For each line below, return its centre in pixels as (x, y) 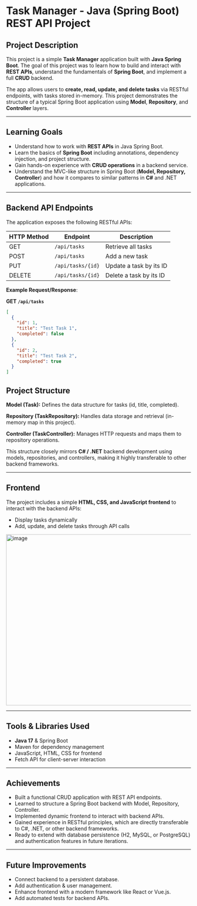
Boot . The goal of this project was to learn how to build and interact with (94, 65)
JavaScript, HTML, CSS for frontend (58, 753)
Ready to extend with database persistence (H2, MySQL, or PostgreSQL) (102, 835)
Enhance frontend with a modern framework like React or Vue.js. (93, 892)
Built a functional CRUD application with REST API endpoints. (88, 797)
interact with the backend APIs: (44, 508)
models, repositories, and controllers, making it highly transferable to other (96, 457)
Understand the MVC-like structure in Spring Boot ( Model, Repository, (100, 171)
